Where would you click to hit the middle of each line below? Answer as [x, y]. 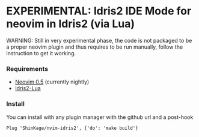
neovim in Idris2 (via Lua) [71, 24]
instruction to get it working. [41, 53]
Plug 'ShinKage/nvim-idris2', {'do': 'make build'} [72, 128]
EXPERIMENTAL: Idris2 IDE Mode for [99, 11]
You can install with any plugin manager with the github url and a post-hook [100, 117]
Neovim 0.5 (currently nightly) [52, 82]
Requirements [27, 68]
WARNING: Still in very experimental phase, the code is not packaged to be [99, 40]
